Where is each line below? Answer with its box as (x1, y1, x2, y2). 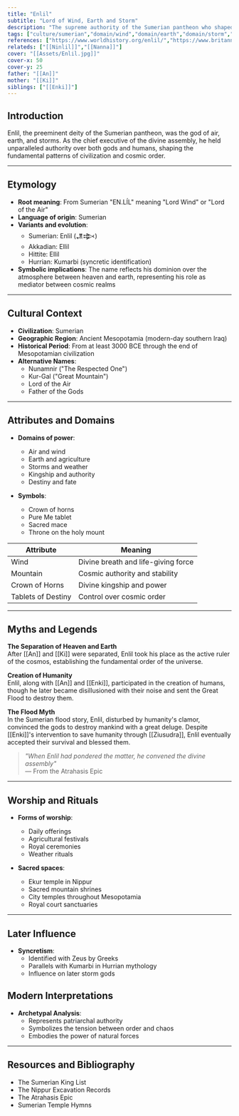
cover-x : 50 (7, 57, 43, 64)
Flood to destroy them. (7, 694, 74, 702)
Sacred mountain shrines (28, 885, 102, 894)
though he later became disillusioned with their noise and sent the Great (7, 686, 218, 695)
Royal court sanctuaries (28, 900, 98, 909)
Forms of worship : (17, 814, 73, 822)
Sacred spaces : (17, 864, 65, 872)
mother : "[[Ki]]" (7, 76, 59, 84)
